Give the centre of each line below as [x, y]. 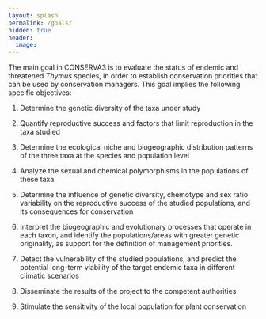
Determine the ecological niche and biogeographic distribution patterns [136, 147]
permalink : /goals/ [40, 23]
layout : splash [33, 15]
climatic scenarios [49, 276]
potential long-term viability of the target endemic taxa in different [127, 268]
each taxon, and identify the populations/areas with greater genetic [129, 235]
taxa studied [40, 132]
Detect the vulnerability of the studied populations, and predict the [128, 259]
